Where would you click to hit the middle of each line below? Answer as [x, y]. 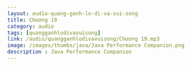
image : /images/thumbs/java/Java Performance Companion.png [96, 45]
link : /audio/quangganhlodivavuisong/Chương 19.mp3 [83, 39]
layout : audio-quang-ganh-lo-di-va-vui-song [73, 13]
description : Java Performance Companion [69, 52]
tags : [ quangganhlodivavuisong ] [54, 33]
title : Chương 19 [32, 20]
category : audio [31, 26]
